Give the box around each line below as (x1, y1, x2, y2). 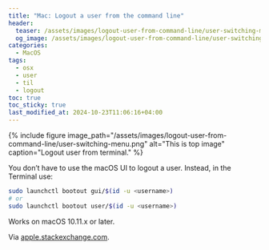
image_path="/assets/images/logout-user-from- (67, 131, 227, 140)
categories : (8, 42, 48, 50)
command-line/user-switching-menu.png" (8, 139, 148, 148)
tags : (8, 57, 26, 65)
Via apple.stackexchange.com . (8, 232, 110, 241)
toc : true (8, 94, 42, 102)
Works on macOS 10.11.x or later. (8, 216, 115, 226)
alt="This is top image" (149, 139, 226, 148)
